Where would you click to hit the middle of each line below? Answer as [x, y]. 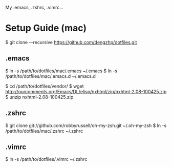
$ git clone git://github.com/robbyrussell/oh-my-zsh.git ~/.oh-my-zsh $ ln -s [86, 126]
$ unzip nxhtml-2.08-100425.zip [39, 97]
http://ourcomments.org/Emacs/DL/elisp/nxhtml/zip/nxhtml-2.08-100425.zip [86, 91]
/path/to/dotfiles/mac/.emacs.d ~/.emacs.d [51, 76]
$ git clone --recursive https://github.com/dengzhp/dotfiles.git [71, 42]
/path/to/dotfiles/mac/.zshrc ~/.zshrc [44, 131]
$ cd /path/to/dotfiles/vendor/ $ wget [45, 86]
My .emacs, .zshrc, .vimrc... [35, 7]
